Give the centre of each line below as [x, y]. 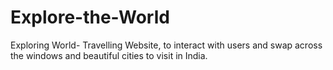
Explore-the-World [90, 17]
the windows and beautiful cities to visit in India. [109, 55]
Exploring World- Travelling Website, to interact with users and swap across [166, 45]
